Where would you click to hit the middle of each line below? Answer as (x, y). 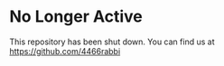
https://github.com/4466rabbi (65, 51)
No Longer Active (76, 17)
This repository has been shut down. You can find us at (112, 42)
